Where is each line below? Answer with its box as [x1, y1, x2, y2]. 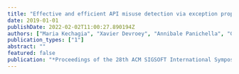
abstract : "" [7, 43, 46, 50]
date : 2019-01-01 [7, 17, 59, 24]
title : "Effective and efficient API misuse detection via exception [7, 10, 218, 18]
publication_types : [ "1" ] [7, 37, 84, 44]
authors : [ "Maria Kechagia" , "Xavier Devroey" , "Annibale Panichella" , [7, 30, 224, 37]
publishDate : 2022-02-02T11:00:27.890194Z [7, 23, 135, 30]
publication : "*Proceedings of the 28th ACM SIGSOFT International [7, 56, 212, 63]
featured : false [7, 50, 55, 57]
